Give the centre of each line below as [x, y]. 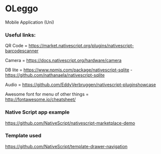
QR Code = [16, 46]
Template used [23, 136]
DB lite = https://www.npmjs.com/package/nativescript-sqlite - [69, 70]
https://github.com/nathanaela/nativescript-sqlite [55, 75]
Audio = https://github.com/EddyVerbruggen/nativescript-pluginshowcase [80, 85]
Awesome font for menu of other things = [47, 94]
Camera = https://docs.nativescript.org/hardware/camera [63, 61]
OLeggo [22, 9]
